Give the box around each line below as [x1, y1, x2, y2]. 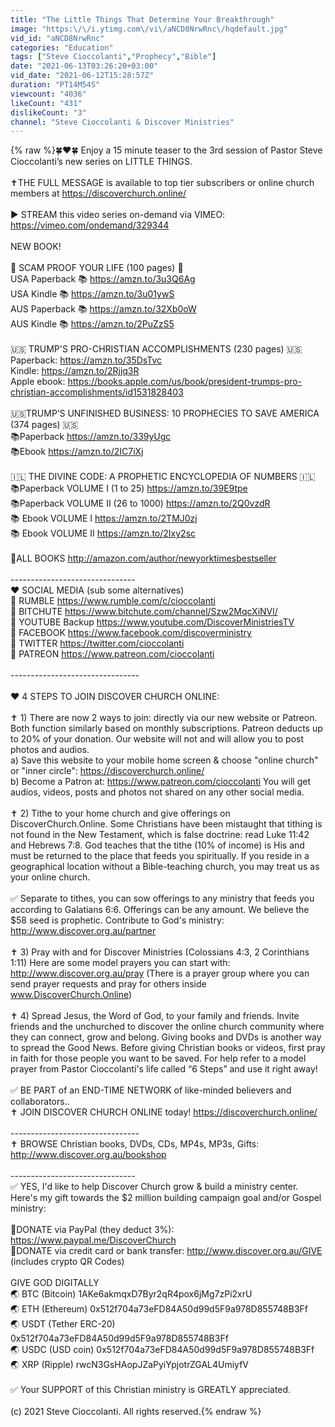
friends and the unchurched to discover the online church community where [10, 1021, 325, 1033]
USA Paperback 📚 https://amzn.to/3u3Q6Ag [10, 273, 196, 285]
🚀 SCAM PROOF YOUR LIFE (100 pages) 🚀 [10, 262, 184, 274]
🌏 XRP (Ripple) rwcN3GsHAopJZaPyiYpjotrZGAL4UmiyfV [10, 1359, 250, 1371]
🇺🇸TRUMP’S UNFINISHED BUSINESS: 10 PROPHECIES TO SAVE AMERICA [10, 407, 320, 420]
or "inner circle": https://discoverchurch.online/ [10, 765, 205, 777]
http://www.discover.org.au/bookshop [10, 1149, 167, 1161]
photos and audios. [10, 744, 90, 756]
